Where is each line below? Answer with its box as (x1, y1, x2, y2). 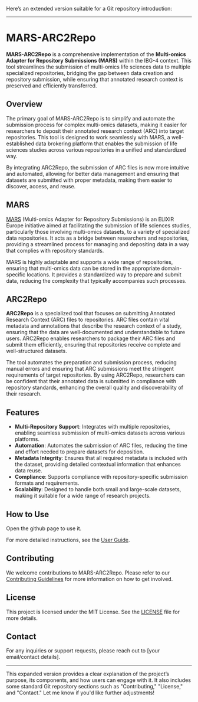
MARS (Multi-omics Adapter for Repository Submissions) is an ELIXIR (6, 216, 174, 223)
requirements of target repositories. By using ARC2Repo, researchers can (6, 371, 185, 378)
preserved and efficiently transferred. (6, 82, 97, 89)
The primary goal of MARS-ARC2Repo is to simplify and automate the (6, 115, 175, 122)
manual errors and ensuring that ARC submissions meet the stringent (6, 365, 174, 373)
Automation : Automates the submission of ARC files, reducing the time (14, 442, 187, 449)
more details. (6, 614, 38, 622)
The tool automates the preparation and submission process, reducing (6, 359, 177, 366)
